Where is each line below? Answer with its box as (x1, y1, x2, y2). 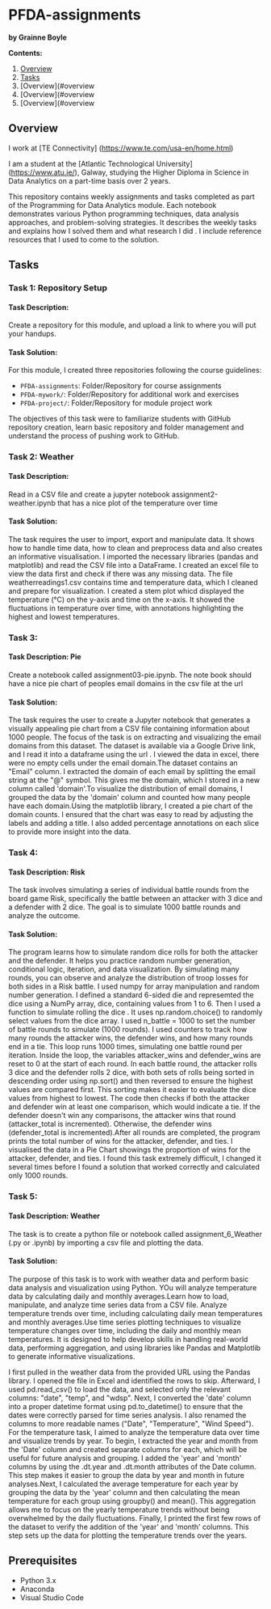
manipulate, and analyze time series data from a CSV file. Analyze (8, 1300, 227, 1310)
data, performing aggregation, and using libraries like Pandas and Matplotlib (8, 1343, 261, 1353)
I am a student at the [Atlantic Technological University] (8, 159, 194, 168)
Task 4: (8, 847, 39, 858)
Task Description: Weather (8, 1211, 101, 1221)
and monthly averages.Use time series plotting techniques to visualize (8, 1317, 242, 1327)
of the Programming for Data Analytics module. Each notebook (8, 200, 217, 210)
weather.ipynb (8, 498, 56, 507)
